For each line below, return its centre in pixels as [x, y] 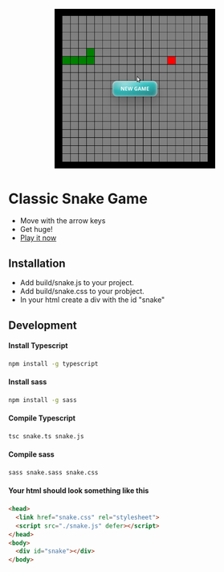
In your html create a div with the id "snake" [92, 300]
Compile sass [31, 454]
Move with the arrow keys [63, 221]
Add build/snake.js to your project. [77, 283]
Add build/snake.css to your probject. [82, 292]
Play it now [38, 238]
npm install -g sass [43, 400]
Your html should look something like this [79, 491]
